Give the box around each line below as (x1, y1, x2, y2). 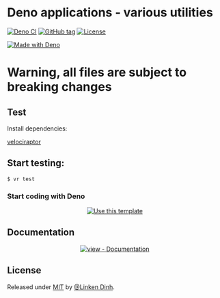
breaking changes (7, 79, 112, 95)
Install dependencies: (7, 124, 68, 133)
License (7, 265, 42, 276)
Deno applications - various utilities (7, 5, 213, 21)
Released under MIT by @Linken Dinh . (7, 282, 115, 291)
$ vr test (7, 176, 36, 182)
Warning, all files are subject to (7, 65, 187, 80)
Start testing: (7, 157, 65, 169)
